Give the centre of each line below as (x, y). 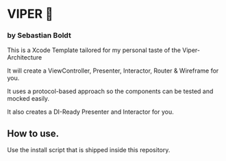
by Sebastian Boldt (39, 36)
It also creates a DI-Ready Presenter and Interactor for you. (91, 112)
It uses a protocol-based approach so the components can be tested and (110, 91)
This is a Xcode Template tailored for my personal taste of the (94, 50)
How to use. (33, 133)
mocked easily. (28, 99)
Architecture (25, 58)
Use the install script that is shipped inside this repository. (89, 150)
